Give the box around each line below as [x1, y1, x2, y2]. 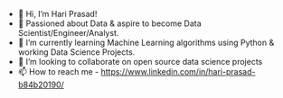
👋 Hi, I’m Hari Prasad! [17, 9, 98, 19]
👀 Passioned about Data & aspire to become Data [17, 18, 202, 29]
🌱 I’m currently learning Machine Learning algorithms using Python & [17, 37, 275, 48]
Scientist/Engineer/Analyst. [17, 28, 119, 38]
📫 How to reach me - [17, 67, 99, 76]
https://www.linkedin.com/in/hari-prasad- [100, 67, 256, 76]
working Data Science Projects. [17, 47, 136, 58]
